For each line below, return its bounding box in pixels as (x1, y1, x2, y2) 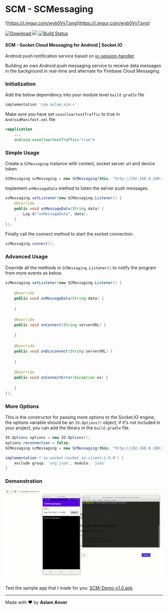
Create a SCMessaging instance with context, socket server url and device (5, 161, 155, 167)
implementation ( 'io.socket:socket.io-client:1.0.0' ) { (5, 455, 124, 460)
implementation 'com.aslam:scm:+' (5, 102, 77, 107)
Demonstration (5, 478, 42, 485)
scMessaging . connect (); (5, 241, 55, 246)
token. (5, 166, 18, 172)
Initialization (5, 81, 36, 88)
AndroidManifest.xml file (5, 117, 56, 123)
